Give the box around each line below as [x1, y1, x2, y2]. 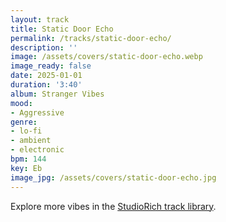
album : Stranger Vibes [10, 89, 105, 99]
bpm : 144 [10, 154, 47, 164]
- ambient [10, 136, 52, 146]
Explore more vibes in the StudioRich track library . [10, 200, 217, 212]
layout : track [10, 14, 70, 25]
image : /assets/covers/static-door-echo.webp [10, 52, 203, 62]
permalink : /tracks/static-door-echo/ [10, 33, 172, 43]
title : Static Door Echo [10, 24, 114, 34]
